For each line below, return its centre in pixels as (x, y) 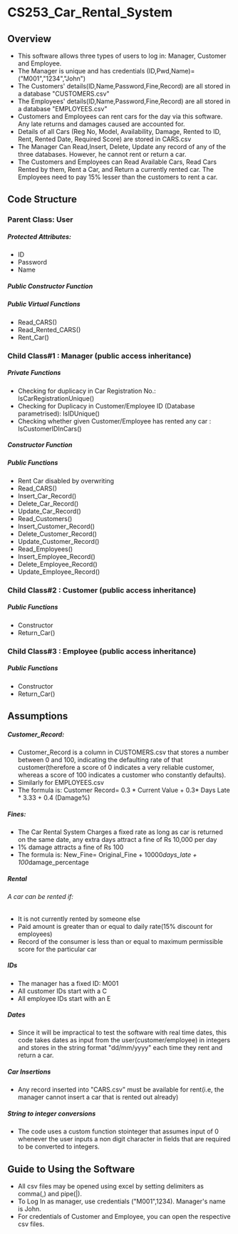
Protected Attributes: (40, 237)
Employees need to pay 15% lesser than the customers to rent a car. (118, 177)
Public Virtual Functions (44, 304)
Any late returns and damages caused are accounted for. (101, 124)
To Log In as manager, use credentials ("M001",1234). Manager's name (121, 1201)
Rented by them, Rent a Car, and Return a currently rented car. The (115, 169)
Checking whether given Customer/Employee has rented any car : (114, 421)
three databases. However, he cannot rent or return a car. (102, 154)
